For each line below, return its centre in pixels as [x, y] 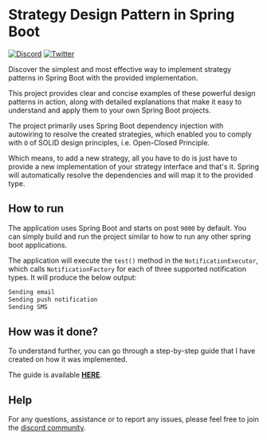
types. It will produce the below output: [73, 277]
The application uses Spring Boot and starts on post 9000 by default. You [128, 228]
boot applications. [38, 244]
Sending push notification [53, 299]
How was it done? [53, 332]
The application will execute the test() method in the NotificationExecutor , [133, 260]
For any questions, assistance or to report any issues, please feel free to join [133, 419]
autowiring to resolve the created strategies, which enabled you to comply [130, 134]
